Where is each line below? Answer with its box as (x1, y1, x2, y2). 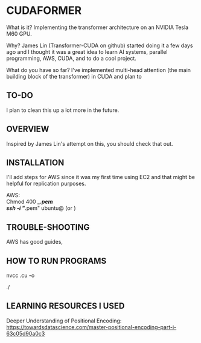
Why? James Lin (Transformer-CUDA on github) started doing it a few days (6, 42, 193, 49)
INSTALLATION (6, 157, 65, 168)
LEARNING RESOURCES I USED (6, 301, 125, 312)
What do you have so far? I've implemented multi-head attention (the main (6, 66, 191, 73)
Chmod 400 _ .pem (6, 198, 53, 206)
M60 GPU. (6, 30, 32, 37)
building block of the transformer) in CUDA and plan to (6, 73, 142, 80)
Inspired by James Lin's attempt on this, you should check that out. (6, 140, 173, 147)
